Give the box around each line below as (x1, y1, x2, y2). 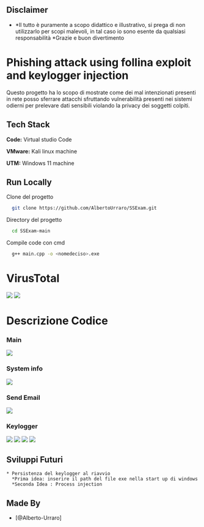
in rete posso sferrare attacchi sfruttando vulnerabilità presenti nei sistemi (6, 95, 192, 103)
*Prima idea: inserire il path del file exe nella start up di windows (12, 476, 199, 482)
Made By (6, 498, 41, 508)
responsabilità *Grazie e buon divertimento (15, 34, 125, 42)
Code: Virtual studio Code (6, 136, 72, 143)
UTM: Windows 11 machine (6, 159, 75, 167)
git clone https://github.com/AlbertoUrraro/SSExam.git (12, 205, 157, 212)
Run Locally (6, 177, 52, 187)
